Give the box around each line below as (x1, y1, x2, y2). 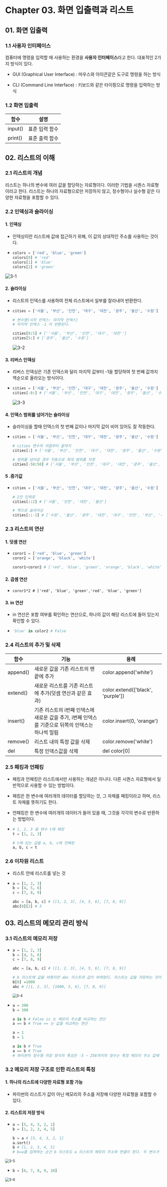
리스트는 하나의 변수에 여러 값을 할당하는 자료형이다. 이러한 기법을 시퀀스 (5, 182, 146, 188)
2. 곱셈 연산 (5, 576, 28, 582)
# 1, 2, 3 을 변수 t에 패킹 (12, 826, 65, 832)
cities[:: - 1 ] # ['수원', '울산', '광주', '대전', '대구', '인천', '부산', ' (12, 513, 161, 518)
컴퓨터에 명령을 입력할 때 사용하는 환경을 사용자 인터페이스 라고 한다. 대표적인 (5, 54, 154, 60)
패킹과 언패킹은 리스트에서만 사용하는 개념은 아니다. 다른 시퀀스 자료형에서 (12, 776, 156, 782)
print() (7, 135, 23, 142)
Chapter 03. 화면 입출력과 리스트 (5, 4, 134, 16)
